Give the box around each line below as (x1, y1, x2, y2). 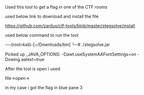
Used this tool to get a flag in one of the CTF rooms (5, 4, 108, 10)
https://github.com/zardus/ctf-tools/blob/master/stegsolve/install (5, 23, 135, 29)
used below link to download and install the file (5, 14, 99, 19)
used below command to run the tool (5, 32, 79, 38)
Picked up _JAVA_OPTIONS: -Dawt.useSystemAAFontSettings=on (5, 51, 137, 57)
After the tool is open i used (5, 66, 61, 72)
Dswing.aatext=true (5, 57, 45, 62)
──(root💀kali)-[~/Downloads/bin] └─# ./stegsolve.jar (5, 42, 110, 47)
